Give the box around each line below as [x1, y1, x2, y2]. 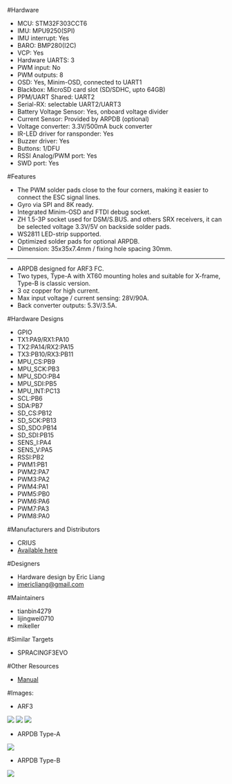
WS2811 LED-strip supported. [17, 230, 101, 238]
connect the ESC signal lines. [17, 193, 101, 201]
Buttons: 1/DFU [17, 145, 60, 152]
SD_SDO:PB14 [17, 423, 57, 432]
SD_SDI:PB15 [17, 431, 54, 439]
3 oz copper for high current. [17, 286, 100, 295]
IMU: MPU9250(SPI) [17, 27, 75, 35]
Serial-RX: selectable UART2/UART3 [17, 100, 122, 108]
